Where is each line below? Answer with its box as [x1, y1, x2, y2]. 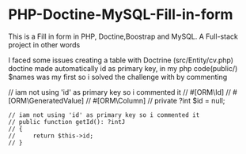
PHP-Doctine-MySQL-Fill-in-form [8, 6, 233, 24]
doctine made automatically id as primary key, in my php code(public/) [8, 63, 238, 73]
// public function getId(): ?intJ [8, 118, 126, 126]
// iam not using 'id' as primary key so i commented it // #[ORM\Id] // [8, 87, 232, 96]
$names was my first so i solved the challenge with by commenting [8, 72, 228, 81]
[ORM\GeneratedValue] [8, 96, 85, 105]
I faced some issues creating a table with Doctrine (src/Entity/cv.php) [8, 55, 234, 65]
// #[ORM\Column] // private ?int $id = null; [85, 96, 225, 105]
